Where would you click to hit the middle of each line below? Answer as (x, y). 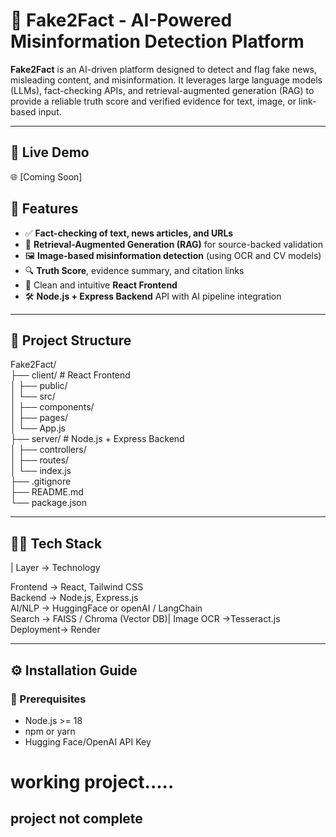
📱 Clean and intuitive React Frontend (101, 285)
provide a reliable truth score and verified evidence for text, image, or (153, 101)
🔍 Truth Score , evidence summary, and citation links (134, 270)
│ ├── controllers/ (48, 450)
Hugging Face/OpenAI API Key (88, 741)
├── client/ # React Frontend (70, 375)
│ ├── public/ (39, 386)
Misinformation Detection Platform (157, 41)
